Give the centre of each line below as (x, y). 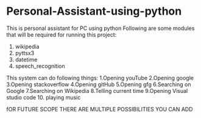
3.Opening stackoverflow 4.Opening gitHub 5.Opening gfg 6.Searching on (99, 84)
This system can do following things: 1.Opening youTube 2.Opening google (100, 78)
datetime (26, 59)
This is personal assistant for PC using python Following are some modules (100, 28)
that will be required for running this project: (62, 34)
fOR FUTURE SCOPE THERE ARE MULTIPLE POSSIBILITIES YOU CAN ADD (100, 109)
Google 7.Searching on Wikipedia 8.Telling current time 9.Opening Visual (97, 90)
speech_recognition (40, 66)
